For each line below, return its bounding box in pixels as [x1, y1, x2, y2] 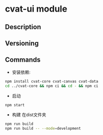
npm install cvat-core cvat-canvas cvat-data [5, 79, 98, 84]
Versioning [5, 39, 39, 47]
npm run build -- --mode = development [5, 126, 81, 131]
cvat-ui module [5, 3, 68, 15]
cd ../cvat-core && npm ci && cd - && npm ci [5, 84, 98, 88]
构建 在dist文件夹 [12, 112, 46, 118]
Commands [5, 56, 41, 64]
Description [5, 23, 41, 31]
